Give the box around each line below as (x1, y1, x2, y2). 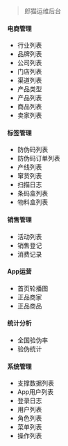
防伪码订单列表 (17, 154, 60, 163)
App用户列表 (17, 388, 54, 396)
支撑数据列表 (17, 379, 54, 388)
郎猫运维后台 (24, 7, 61, 15)
